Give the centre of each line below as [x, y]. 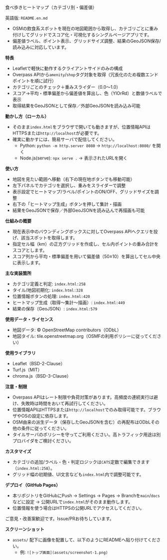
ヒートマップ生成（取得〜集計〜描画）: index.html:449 [69, 302]
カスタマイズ [18, 451]
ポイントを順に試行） [34, 81]
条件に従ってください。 [45, 428]
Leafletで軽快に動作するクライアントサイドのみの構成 [68, 68]
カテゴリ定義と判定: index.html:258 [49, 284]
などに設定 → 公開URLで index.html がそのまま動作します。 [73, 502]
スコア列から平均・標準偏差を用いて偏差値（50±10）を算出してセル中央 [86, 256]
